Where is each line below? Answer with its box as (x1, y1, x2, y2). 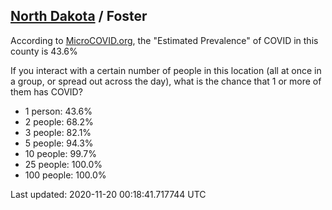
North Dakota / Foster (10, 8, 148, 25)
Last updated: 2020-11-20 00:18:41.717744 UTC (10, 188, 207, 200)
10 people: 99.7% (24, 147, 97, 159)
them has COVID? (10, 85, 83, 98)
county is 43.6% (10, 45, 78, 57)
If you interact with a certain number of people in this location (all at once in (10, 64, 322, 76)
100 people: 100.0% (24, 169, 107, 181)
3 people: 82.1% (24, 126, 92, 138)
